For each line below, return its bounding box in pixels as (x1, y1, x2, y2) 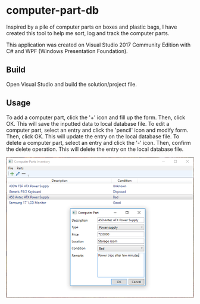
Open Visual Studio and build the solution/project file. (6, 80, 137, 88)
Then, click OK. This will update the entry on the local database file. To (6, 132, 180, 140)
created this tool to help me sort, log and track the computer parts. (6, 29, 170, 36)
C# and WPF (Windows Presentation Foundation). (6, 47, 128, 54)
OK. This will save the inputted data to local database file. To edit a (6, 120, 170, 127)
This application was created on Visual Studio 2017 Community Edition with (6, 41, 191, 48)
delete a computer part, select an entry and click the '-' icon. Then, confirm (6, 139, 192, 146)
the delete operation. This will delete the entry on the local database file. (6, 145, 184, 153)
